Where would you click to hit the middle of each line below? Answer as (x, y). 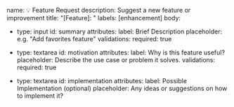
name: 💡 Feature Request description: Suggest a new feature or (99, 10)
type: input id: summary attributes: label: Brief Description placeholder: (119, 31)
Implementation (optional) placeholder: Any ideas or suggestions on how (122, 88)
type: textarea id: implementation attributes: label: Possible (102, 81)
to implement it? (40, 96)
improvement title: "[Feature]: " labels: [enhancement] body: (93, 18)
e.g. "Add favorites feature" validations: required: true (94, 39)
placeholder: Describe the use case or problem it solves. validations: (116, 60)
